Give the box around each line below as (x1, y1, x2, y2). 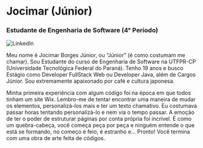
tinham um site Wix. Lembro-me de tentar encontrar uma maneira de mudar (6, 96, 196, 103)
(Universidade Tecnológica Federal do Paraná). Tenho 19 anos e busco (6, 65, 184, 72)
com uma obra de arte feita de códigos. (6, 135, 105, 142)
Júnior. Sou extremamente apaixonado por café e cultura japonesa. (6, 77, 175, 85)
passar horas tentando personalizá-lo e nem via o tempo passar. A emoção (6, 108, 194, 116)
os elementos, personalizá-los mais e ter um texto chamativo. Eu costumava (6, 102, 198, 110)
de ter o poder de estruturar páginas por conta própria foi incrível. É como (6, 115, 192, 122)
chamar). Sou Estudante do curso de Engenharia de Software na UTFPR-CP (6, 58, 196, 65)
